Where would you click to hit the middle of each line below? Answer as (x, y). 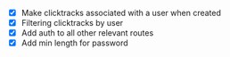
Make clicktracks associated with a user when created (121, 13)
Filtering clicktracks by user (72, 23)
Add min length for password (74, 43)
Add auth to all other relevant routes (87, 33)
